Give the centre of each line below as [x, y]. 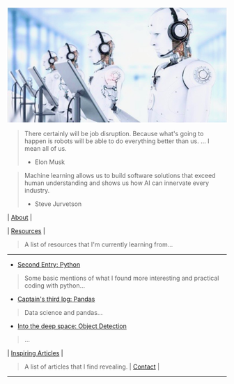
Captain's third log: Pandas [56, 299]
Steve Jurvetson [58, 204]
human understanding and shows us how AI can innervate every [117, 183]
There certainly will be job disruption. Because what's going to [114, 133]
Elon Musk [50, 162]
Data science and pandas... [63, 312]
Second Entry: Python [49, 264]
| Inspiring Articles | [36, 353]
